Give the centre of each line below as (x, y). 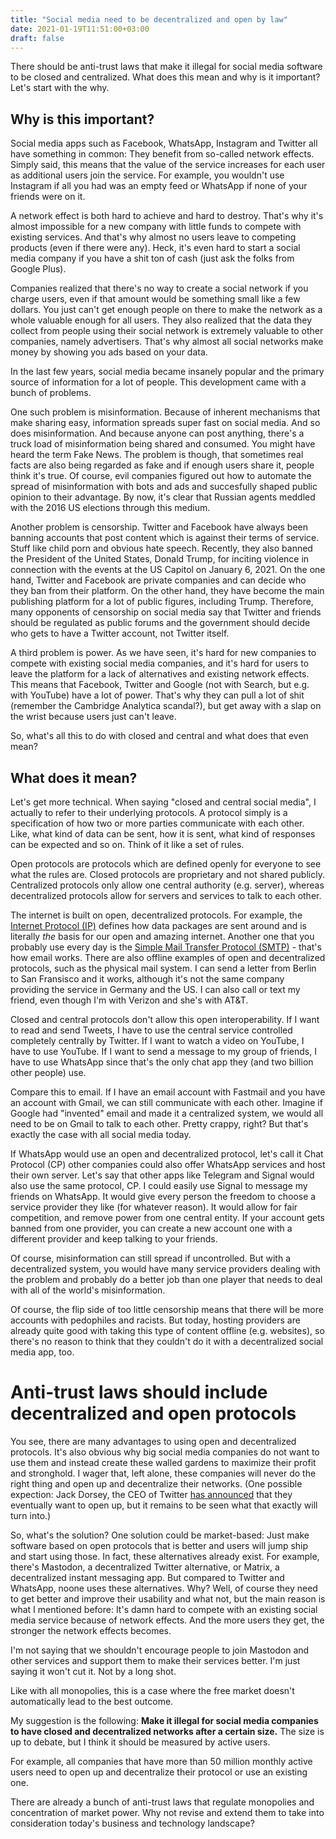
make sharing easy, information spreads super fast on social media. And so (165, 423)
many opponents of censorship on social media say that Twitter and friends (166, 612)
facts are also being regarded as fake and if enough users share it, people (162, 465)
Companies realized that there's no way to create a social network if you (159, 288)
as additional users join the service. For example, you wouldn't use (147, 175)
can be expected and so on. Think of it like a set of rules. (127, 844)
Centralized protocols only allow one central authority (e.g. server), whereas (167, 885)
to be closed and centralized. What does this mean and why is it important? (165, 77)
